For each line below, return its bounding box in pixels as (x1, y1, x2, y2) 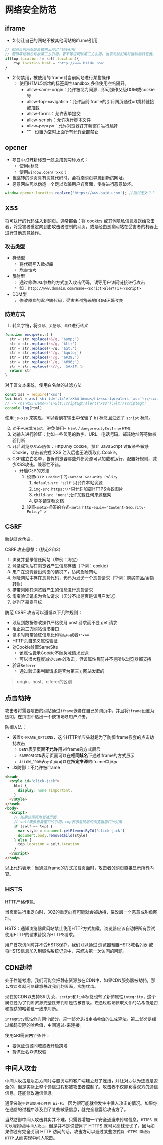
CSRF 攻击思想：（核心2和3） (5, 546, 63, 552)
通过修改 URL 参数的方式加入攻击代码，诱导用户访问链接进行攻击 (19, 279, 146, 285)
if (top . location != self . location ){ (5, 56, 79, 61)
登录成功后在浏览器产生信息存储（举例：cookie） (12, 563, 111, 569)
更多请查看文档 (33, 498, 64, 504)
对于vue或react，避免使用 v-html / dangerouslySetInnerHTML (12, 425, 131, 431)
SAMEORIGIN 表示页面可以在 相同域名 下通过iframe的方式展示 (19, 752, 135, 759)
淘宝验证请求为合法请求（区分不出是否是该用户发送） (12, 593, 119, 599)
